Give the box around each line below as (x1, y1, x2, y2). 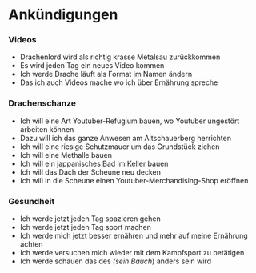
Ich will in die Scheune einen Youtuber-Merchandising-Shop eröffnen (19, 175, 249, 185)
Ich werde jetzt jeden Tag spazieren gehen (19, 214, 162, 223)
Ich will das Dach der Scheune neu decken (19, 167, 162, 177)
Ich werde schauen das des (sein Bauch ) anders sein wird (19, 256, 212, 266)
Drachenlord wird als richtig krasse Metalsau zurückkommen (19, 52, 221, 62)
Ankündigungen (8, 6, 118, 24)
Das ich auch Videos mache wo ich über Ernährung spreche (19, 78, 218, 87)
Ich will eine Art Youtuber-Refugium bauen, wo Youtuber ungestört (19, 116, 240, 126)
